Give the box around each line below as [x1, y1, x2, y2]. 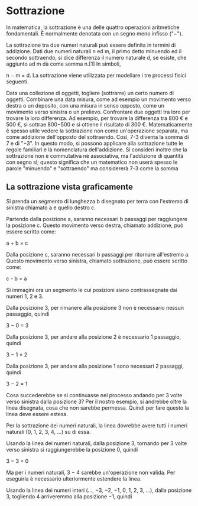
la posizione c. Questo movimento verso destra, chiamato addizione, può [6, 222, 184, 229]
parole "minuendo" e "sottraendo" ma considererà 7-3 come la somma [6, 164, 178, 172]
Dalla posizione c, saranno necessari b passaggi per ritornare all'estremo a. [6, 251, 190, 258]
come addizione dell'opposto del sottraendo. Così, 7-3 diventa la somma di [6, 133, 189, 140]
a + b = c [6, 239, 28, 246]
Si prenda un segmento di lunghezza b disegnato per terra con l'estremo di [6, 197, 189, 205]
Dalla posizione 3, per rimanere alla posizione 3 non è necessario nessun [6, 304, 184, 311]
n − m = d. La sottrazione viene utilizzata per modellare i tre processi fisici [6, 72, 186, 79]
